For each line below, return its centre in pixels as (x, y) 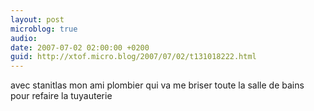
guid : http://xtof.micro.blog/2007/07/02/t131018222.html (133, 57)
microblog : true (44, 29)
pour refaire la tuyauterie (61, 96)
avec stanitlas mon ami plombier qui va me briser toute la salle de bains (157, 85)
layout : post (37, 19)
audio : (24, 38)
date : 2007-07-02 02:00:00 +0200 (80, 47)
